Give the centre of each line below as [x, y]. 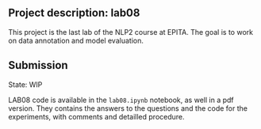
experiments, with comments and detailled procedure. [96, 116]
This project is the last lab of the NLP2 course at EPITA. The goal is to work [131, 32]
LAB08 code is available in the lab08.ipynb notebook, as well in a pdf [121, 100]
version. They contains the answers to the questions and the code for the [128, 108]
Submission [38, 65]
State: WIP [25, 84]
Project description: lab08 [74, 13]
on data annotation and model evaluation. [76, 40]
